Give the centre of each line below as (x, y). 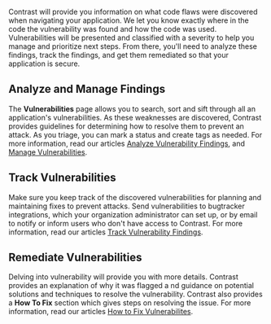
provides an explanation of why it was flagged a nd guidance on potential (131, 286)
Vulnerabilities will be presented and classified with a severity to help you (131, 37)
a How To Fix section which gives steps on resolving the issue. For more (130, 303)
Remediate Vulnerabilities (75, 258)
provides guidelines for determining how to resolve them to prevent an (126, 126)
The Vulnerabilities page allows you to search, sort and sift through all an (132, 108)
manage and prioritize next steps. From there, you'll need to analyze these (133, 46)
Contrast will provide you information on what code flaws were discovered (133, 12)
